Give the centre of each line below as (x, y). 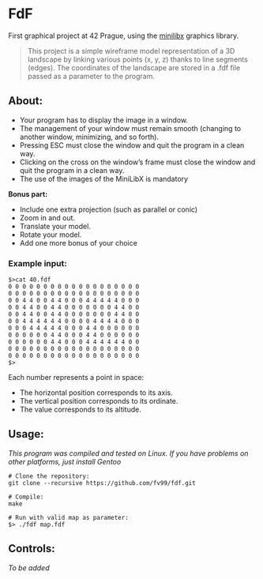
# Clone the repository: (49, 476)
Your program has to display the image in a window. (103, 120)
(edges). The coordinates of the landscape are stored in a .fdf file (134, 67)
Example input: (38, 263)
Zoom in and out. (47, 217)
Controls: (32, 549)
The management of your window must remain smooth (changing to (130, 128)
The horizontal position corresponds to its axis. (96, 393)
